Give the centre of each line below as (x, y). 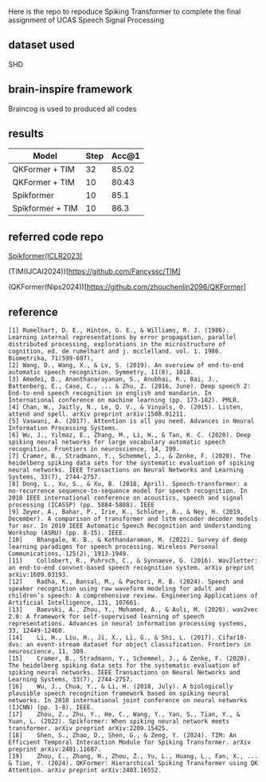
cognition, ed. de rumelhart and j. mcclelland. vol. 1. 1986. (115, 352)
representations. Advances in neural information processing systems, (128, 624)
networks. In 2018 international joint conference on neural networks (128, 701)
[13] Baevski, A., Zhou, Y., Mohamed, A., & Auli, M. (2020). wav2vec (133, 610)
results (26, 134)
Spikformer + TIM (45, 208)
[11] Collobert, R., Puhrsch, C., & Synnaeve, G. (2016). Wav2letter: (133, 561)
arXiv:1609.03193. (39, 575)
